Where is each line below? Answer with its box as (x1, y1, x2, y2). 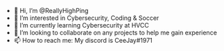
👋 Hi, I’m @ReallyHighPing (13, 7, 89, 14)
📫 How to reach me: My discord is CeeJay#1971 (13, 37, 153, 44)
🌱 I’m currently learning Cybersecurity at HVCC (13, 21, 149, 29)
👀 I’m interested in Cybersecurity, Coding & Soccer (13, 14, 160, 22)
